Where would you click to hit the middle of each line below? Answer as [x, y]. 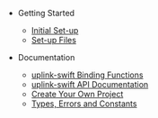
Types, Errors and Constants [84, 104]
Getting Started [46, 13]
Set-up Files [53, 40]
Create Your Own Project [77, 94]
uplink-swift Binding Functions [87, 75]
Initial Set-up [55, 30]
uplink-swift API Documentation [90, 84]
